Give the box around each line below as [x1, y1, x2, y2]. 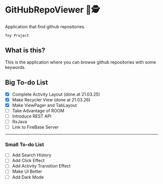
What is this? [5, 46, 46, 54]
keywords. [5, 64, 26, 70]
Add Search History [12, 152, 52, 158]
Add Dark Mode [12, 174, 44, 180]
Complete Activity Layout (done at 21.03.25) [12, 91, 100, 97]
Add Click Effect [12, 158, 45, 164]
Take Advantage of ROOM [12, 108, 65, 114]
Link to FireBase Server [12, 124, 59, 130]
